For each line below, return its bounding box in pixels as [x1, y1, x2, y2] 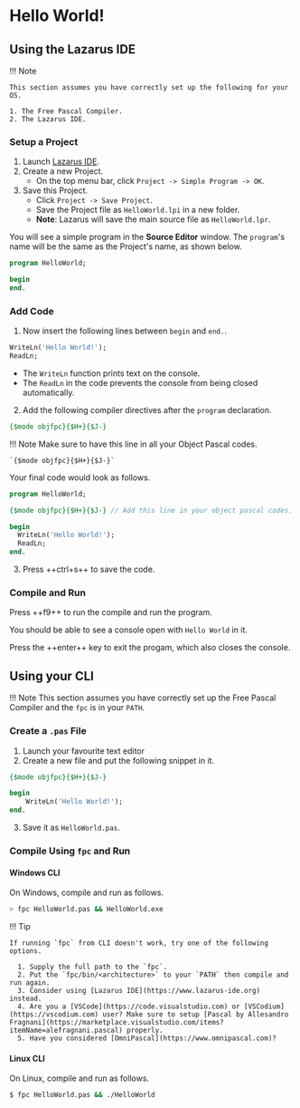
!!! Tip [9, 921, 32, 931]
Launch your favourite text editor [22, 745, 145, 756]
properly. [126, 1026, 164, 1035]
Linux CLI [9, 1053, 45, 1064]
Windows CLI [9, 867, 61, 878]
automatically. [22, 387, 75, 398]
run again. [9, 978, 51, 988]
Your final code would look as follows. [9, 472, 151, 483]
